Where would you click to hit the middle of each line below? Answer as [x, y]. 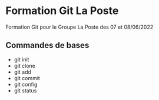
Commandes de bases [47, 45]
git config [26, 84]
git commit [27, 78]
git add [23, 72]
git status [25, 90]
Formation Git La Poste [62, 11]
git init [21, 59]
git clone [25, 65]
